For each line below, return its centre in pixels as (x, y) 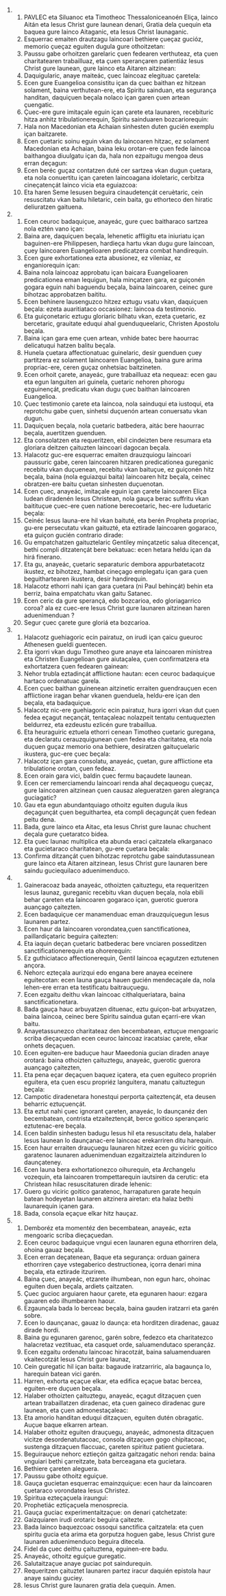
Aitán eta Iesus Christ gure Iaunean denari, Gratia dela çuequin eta (118, 24)
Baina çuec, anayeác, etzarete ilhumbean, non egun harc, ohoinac (117, 1279)
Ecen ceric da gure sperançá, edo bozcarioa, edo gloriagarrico (112, 601)
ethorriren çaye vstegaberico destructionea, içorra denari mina (113, 1264)
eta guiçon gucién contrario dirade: (74, 535)
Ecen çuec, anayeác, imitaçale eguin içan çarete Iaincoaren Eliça (115, 491)
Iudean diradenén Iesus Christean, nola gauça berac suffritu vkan (116, 498)
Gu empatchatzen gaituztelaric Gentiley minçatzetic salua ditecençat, (122, 542)
